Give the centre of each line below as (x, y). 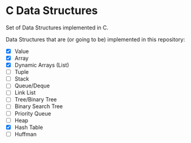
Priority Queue (33, 113)
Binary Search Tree (39, 106)
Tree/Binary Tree (36, 100)
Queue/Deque (32, 86)
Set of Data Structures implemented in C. (57, 28)
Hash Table (29, 127)
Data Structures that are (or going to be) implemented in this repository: (95, 39)
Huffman (26, 134)
